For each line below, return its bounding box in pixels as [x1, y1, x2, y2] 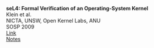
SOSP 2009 [6, 23, 35, 30]
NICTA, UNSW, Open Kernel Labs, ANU [6, 17, 101, 24]
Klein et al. [6, 11, 32, 18]
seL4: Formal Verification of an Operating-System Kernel [6, 5, 149, 12]
